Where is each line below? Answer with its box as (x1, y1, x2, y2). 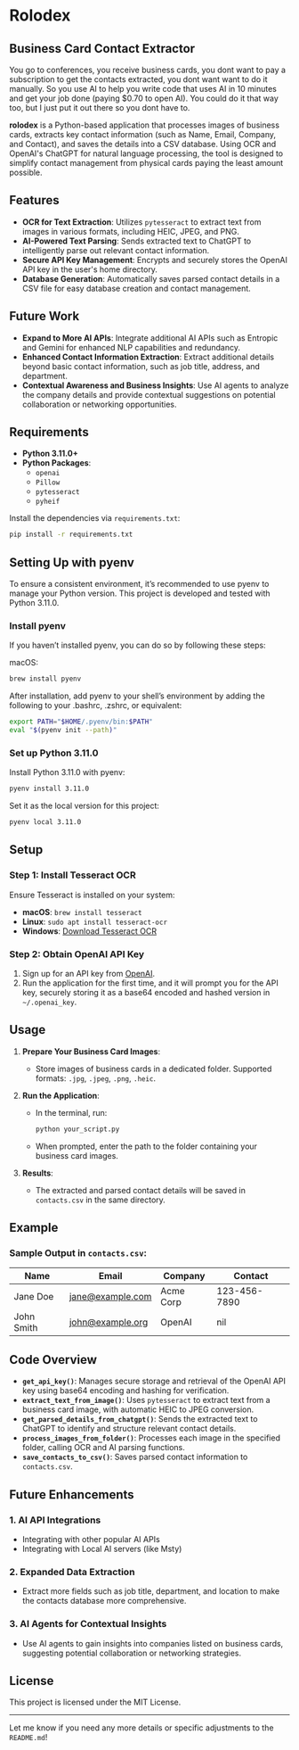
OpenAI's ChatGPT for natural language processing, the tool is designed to (9, 148, 284, 159)
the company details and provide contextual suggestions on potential (21, 389, 276, 400)
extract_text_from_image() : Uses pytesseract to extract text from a (21, 1395, 271, 1406)
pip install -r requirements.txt (9, 530, 133, 540)
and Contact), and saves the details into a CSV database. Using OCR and (9, 139, 277, 149)
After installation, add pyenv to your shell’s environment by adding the (9, 690, 265, 701)
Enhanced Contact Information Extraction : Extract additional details (21, 351, 274, 362)
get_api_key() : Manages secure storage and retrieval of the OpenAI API (21, 1375, 287, 1387)
